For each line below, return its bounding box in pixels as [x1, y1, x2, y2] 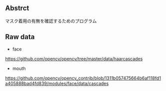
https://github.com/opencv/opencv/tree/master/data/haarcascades [5, 55, 143, 61]
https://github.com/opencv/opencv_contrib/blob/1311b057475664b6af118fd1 [5, 75, 161, 81]
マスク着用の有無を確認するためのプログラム [5, 17, 97, 24]
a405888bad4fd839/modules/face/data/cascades [5, 80, 109, 86]
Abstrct [5, 4, 29, 12]
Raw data [5, 32, 35, 41]
